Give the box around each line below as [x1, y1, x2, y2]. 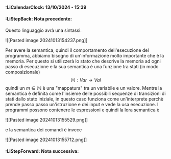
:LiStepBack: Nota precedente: [5, 16, 72, 22]
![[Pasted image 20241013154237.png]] [5, 37, 88, 43]
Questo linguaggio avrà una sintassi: [5, 27, 82, 33]
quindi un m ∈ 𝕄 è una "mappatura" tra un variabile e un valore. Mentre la [5, 85, 162, 91]
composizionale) [5, 69, 40, 75]
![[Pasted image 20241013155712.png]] [5, 136, 87, 143]
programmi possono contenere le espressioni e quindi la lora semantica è [5, 107, 160, 113]
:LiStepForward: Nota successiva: [5, 148, 79, 154]
